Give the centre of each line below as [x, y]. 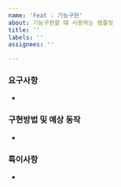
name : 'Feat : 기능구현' [46, 15]
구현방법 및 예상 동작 [44, 120]
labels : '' [26, 37]
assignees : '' [31, 45]
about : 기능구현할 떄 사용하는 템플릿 [61, 23]
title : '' [24, 30]
